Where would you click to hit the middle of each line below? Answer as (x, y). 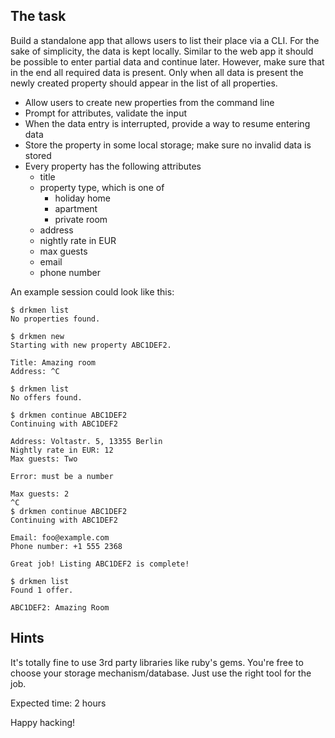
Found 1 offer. (42, 590)
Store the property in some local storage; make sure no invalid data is (168, 145)
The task (38, 16)
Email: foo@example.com (60, 537)
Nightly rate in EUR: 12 (62, 450)
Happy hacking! (43, 722)
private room (81, 219)
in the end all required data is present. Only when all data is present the (157, 72)
